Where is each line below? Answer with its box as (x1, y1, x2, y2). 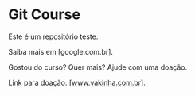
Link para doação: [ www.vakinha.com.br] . (8, 78, 146, 87)
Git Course (8, 6, 81, 24)
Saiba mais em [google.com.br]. (8, 47, 114, 56)
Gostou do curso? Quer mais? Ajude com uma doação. (8, 62, 188, 72)
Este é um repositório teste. (8, 32, 99, 41)
